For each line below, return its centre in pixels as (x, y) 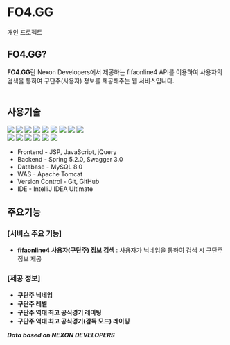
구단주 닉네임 (35, 295)
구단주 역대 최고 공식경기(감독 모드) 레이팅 (73, 321)
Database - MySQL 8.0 (50, 167)
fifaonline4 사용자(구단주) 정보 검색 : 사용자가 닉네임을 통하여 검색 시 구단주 (120, 250)
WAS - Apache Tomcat (50, 174)
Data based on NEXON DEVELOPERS (61, 335)
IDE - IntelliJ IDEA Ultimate (55, 189)
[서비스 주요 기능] (35, 233)
